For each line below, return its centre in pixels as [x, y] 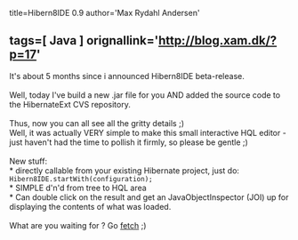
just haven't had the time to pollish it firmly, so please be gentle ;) [129, 142]
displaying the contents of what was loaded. [90, 206]
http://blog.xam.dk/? [218, 40]
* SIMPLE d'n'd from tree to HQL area [78, 188]
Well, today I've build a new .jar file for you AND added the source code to [145, 95]
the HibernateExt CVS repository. [70, 104]
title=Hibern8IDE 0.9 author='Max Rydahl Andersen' [105, 13]
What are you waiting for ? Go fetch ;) [78, 225]
